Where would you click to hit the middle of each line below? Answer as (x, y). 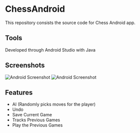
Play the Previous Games (37, 125)
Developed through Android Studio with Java (50, 50)
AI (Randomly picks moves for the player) (54, 105)
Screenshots (25, 66)
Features (19, 93)
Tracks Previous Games (36, 120)
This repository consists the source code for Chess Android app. (70, 23)
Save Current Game (32, 115)
